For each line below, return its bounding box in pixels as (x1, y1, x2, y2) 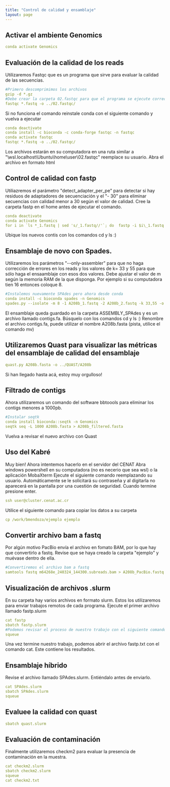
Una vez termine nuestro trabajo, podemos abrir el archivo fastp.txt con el (5, 641, 159, 647)
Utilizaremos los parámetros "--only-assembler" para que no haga (5, 260, 144, 266)
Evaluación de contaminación (5, 735, 101, 743)
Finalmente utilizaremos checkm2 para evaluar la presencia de (5, 749, 136, 755)
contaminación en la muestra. (5, 754, 67, 760)
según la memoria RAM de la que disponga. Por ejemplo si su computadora (5, 277, 162, 283)
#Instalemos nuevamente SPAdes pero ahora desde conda (5, 292, 123, 297)
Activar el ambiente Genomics (5, 31, 103, 40)
